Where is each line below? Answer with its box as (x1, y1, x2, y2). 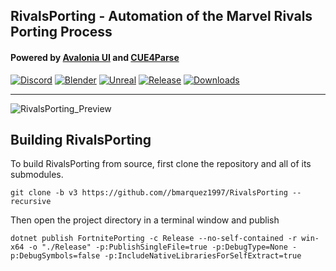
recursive (10, 197, 52, 207)
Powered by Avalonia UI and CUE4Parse (10, 51, 180, 63)
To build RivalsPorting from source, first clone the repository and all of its (10, 158, 312, 170)
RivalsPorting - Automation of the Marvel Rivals (10, 8, 313, 25)
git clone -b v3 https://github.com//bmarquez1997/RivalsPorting (10, 188, 288, 198)
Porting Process (10, 24, 113, 41)
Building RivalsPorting (10, 131, 152, 148)
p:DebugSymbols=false (10, 251, 101, 261)
